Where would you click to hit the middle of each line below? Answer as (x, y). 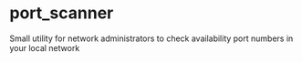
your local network (45, 47)
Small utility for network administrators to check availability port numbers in (151, 38)
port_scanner (62, 13)
